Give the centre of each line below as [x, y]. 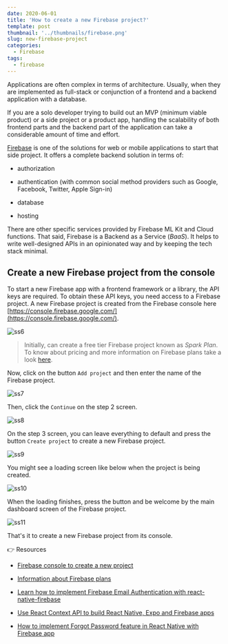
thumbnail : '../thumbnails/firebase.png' [68, 33]
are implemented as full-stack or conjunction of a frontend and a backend [112, 92]
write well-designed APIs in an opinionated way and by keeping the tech [110, 243]
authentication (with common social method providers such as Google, [117, 181]
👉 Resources [27, 550]
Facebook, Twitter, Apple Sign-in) [65, 189]
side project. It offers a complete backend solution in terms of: [95, 155]
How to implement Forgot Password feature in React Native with [108, 626]
